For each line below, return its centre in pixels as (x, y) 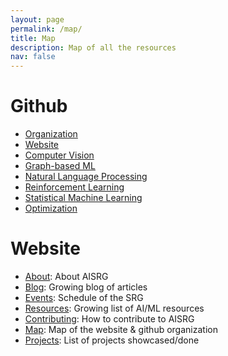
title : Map (33, 38)
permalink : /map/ (46, 29)
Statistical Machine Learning (83, 198)
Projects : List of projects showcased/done (112, 340)
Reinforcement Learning (74, 187)
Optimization (51, 208)
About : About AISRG (66, 276)
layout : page (37, 19)
